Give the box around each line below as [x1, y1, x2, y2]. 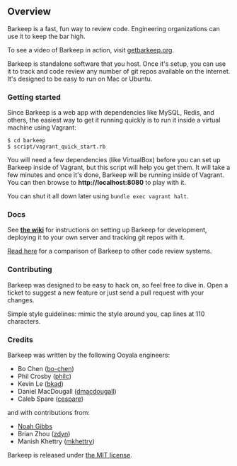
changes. [7, 295, 35, 304]
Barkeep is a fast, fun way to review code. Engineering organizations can [7, 24, 221, 33]
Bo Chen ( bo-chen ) [17, 365, 74, 373]
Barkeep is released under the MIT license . [7, 451, 132, 459]
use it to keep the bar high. [7, 32, 86, 40]
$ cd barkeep [7, 137, 46, 144]
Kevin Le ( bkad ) [17, 380, 64, 388]
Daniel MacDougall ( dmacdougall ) [17, 387, 117, 395]
